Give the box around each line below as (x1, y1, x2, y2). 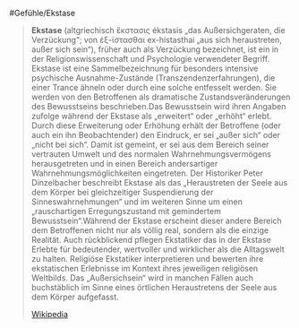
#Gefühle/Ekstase (9, 8, 76, 18)
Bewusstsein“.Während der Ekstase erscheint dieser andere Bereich (30, 215, 282, 226)
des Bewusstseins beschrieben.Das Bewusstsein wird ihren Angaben (30, 101, 286, 111)
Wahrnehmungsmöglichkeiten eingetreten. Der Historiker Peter (30, 168, 264, 178)
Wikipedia (30, 309, 69, 319)
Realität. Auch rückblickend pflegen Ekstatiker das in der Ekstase (30, 235, 271, 245)
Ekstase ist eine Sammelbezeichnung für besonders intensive (30, 63, 259, 73)
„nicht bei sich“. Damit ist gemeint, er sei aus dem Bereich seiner (30, 139, 269, 150)
